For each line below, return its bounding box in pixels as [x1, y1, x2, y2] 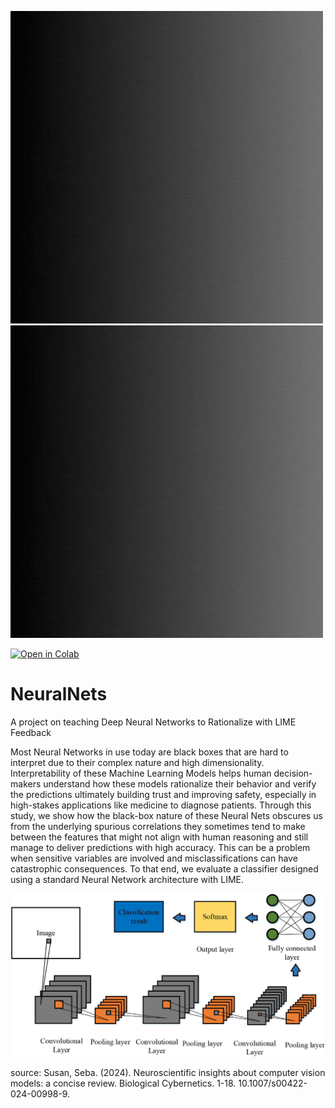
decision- [273, 767, 313, 779]
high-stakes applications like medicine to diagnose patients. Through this [10, 799, 312, 811]
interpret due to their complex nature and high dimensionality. [10, 756, 265, 768]
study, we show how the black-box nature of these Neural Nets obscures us [10, 809, 323, 821]
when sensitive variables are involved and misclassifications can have [10, 852, 298, 864]
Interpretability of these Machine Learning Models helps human [10, 767, 272, 779]
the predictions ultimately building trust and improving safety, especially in [10, 788, 317, 800]
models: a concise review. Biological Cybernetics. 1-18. [10, 1077, 237, 1090]
